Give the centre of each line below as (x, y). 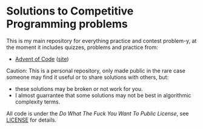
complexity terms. (38, 102)
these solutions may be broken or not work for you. (79, 88)
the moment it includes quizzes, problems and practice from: (82, 47)
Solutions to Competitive (70, 11)
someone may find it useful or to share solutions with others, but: (88, 77)
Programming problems (67, 24)
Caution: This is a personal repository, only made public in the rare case (96, 70)
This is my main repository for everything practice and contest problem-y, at (101, 41)
